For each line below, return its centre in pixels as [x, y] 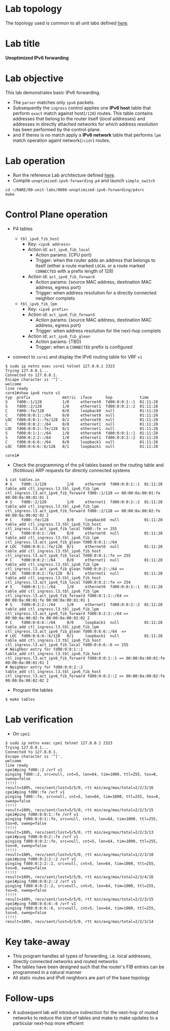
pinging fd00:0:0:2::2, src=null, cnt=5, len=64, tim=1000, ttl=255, [81, 886]
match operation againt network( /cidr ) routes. [61, 140]
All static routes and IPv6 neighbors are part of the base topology [81, 977]
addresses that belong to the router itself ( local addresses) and [79, 118]
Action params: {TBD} [58, 341]
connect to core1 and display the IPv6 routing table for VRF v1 [77, 357]
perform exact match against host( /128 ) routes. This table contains [83, 113]
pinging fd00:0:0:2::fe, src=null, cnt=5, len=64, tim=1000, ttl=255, [82, 841]
